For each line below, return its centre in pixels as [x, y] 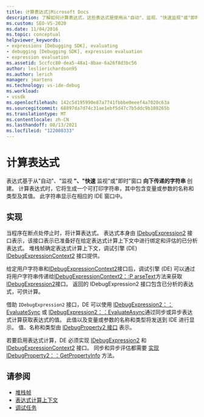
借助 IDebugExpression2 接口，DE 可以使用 [59, 304]
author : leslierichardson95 [42, 68]
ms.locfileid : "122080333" [40, 131]
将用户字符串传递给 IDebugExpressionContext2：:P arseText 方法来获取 [94, 276]
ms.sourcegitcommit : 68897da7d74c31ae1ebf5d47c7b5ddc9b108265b [88, 108]
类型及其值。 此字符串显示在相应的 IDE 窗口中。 [66, 196]
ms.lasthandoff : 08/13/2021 [42, 125]
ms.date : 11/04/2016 [32, 29]
